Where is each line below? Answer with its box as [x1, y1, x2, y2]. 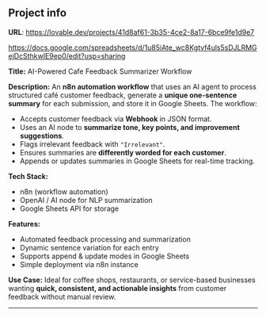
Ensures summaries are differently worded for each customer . [19, 147, 227, 157]
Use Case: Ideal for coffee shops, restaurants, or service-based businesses [8, 275, 256, 285]
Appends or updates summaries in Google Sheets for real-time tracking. [19, 156, 255, 166]
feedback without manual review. [8, 292, 116, 301]
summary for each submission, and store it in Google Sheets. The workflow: [8, 98, 257, 108]
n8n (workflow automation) [19, 186, 108, 197]
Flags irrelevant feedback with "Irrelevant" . [19, 139, 165, 149]
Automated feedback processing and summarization [19, 234, 192, 244]
